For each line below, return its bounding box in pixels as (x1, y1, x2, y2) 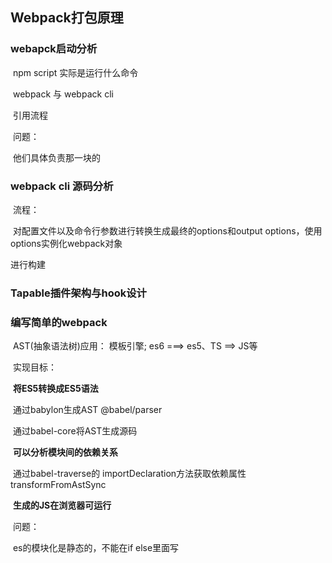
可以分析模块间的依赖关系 (12, 446, 118, 458)
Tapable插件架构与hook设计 (10, 286, 147, 300)
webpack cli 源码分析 (10, 179, 114, 193)
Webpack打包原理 (10, 9, 124, 27)
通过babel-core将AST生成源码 (12, 425, 138, 437)
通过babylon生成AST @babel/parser (12, 404, 163, 416)
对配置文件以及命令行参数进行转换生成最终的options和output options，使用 (12, 224, 323, 237)
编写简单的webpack (10, 315, 108, 329)
